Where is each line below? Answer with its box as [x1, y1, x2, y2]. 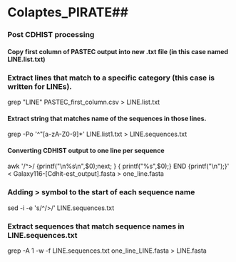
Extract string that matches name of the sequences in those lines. [7, 114, 207, 122]
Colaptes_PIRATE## [7, 4, 128, 21]
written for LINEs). [7, 81, 73, 91]
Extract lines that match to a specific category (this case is [7, 73, 215, 83]
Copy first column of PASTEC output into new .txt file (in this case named [7, 47, 229, 56]
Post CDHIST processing [7, 30, 95, 40]
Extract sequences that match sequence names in [7, 221, 185, 231]
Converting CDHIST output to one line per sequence [7, 146, 165, 154]
